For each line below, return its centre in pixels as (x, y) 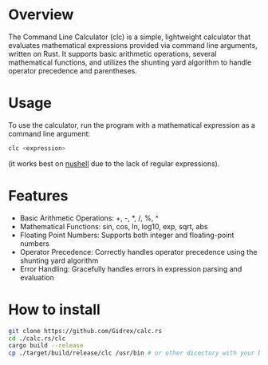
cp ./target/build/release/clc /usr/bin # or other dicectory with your (132, 353)
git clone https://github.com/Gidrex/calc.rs (85, 331)
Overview (41, 15)
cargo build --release (46, 346)
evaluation (37, 277)
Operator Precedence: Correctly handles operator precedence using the (138, 252)
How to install (55, 309)
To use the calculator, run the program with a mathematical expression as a (132, 125)
